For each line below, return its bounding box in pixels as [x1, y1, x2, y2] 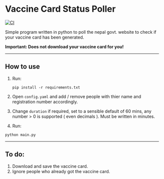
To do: [5, 150, 25, 158]
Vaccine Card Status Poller [5, 3, 116, 15]
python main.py [5, 132, 36, 137]
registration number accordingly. [12, 99, 78, 105]
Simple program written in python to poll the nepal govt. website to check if [5, 29, 157, 35]
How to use [5, 63, 40, 71]
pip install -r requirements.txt [12, 85, 81, 90]
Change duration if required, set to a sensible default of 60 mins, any [12, 108, 152, 114]
